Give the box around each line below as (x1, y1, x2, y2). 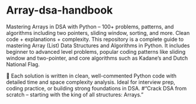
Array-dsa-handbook (6, 4, 113, 17)
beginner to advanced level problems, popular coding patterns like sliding (6, 48, 186, 55)
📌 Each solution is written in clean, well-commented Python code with (6, 72, 176, 79)
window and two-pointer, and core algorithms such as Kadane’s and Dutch (6, 54, 188, 61)
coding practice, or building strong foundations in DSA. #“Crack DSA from (6, 84, 187, 92)
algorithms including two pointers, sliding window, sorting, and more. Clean (6, 29, 190, 36)
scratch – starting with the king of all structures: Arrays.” (6, 91, 144, 98)
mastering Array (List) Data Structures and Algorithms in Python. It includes (6, 42, 190, 49)
